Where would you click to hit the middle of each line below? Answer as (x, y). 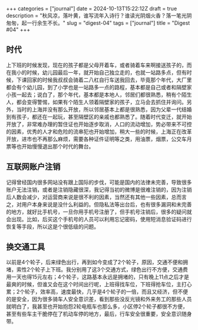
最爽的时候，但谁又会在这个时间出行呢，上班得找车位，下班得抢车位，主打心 (99, 284)
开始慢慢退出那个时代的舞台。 (58, 146)
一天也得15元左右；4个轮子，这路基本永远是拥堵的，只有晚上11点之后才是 (100, 277)
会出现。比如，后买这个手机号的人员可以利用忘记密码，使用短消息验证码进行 (99, 219)
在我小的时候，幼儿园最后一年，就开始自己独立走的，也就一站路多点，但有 (96, 72)
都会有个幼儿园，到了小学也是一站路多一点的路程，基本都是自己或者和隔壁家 (99, 87)
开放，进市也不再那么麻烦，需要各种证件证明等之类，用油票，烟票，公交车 (96, 139)
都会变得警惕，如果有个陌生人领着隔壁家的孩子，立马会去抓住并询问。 (101, 102)
